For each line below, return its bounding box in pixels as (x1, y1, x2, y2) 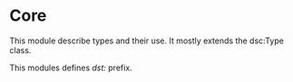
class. (9, 44, 32, 55)
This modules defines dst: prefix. (9, 62, 133, 73)
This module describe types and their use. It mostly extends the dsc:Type (9, 35, 284, 46)
